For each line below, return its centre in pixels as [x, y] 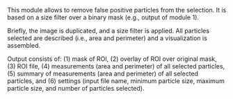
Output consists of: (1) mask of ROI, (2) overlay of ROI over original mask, [112, 59]
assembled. [24, 45]
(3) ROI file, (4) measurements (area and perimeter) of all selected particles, [116, 66]
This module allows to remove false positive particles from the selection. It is [117, 10]
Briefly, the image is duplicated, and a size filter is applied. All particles [109, 31]
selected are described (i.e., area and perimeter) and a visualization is [107, 38]
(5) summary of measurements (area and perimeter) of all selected [103, 73]
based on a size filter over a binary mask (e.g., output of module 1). [103, 17]
